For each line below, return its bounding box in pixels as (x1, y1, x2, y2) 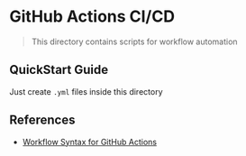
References (9, 113, 76, 128)
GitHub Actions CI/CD (9, 6, 176, 27)
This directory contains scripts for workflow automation (31, 36, 238, 47)
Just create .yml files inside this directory (9, 86, 163, 96)
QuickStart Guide (9, 62, 109, 78)
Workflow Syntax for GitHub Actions (22, 136, 158, 147)
